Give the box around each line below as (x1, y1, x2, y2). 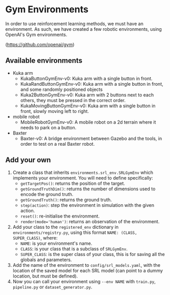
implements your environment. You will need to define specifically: (12, 174, 153, 181)
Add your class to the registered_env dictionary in (12, 224, 119, 230)
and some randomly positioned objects (20, 86, 103, 92)
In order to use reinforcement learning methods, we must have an (5, 21, 143, 27)
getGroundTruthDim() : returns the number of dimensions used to (20, 186, 156, 192)
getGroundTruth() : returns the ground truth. (20, 196, 112, 203)
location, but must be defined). (12, 273, 78, 279)
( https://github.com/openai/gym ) (5, 41, 75, 47)
